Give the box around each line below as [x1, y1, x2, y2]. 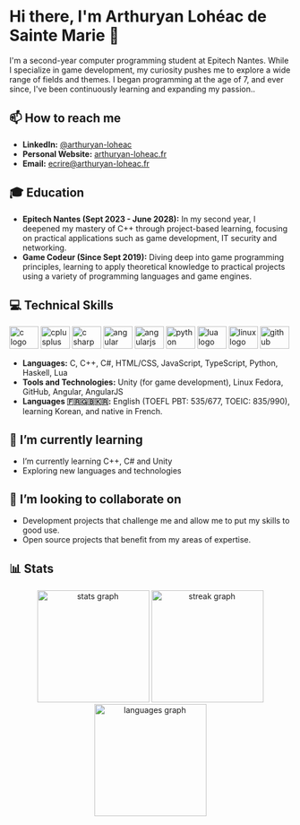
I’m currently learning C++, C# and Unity [21, 456, 173, 467]
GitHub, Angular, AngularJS [21, 386, 124, 397]
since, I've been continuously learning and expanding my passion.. [9, 83, 256, 94]
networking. [21, 242, 67, 253]
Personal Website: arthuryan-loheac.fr [21, 148, 167, 159]
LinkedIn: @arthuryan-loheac [21, 139, 133, 150]
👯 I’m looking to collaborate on [9, 491, 182, 507]
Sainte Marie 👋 [9, 25, 120, 46]
